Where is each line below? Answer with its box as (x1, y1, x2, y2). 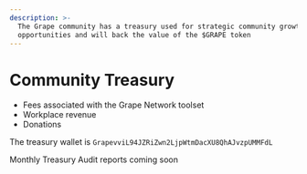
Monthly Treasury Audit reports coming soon (9, 154, 178, 165)
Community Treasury (9, 69, 175, 90)
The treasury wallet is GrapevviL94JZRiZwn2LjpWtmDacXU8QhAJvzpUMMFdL (9, 137, 273, 148)
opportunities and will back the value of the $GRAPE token (17, 30, 251, 39)
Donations (22, 119, 62, 130)
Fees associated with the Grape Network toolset (22, 99, 205, 110)
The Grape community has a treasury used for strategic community (17, 22, 276, 31)
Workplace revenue (22, 109, 97, 120)
